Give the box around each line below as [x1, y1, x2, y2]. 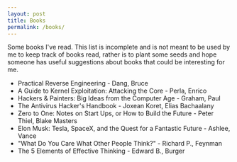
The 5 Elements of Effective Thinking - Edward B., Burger [17, 146, 185, 156]
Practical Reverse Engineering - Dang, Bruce [17, 79, 149, 88]
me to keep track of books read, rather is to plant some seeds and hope [7, 50, 217, 59]
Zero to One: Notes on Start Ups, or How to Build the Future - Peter [17, 109, 214, 117]
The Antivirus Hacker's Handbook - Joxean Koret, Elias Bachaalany [17, 102, 214, 110]
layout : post [7, 10, 46, 18]
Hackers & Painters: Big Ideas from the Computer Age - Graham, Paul [17, 94, 221, 103]
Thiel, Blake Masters [17, 117, 78, 125]
